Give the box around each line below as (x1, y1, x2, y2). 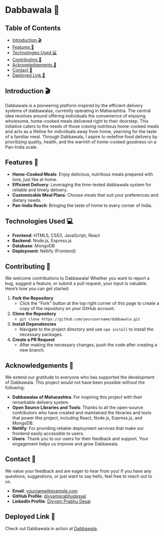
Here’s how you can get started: (5, 286, 70, 291)
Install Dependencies (12, 321, 56, 327)
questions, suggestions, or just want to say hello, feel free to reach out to (5, 473, 153, 479)
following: (5, 385, 25, 391)
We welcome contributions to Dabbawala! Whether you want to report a (5, 275, 150, 281)
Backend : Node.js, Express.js (12, 238, 72, 244)
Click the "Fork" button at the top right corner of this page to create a (19, 300, 160, 306)
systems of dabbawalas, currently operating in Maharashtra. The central (5, 108, 151, 113)
